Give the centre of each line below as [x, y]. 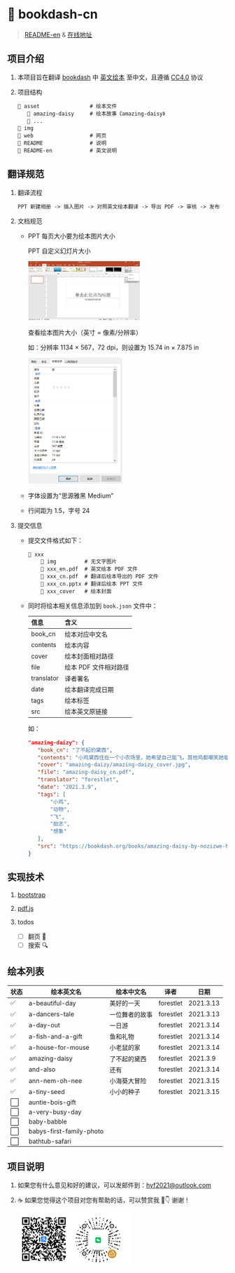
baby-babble [48, 1121]
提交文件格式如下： [56, 540]
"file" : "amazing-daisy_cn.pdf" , [86, 772]
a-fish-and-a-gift [56, 1036]
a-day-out [45, 1025]
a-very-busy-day [55, 1112]
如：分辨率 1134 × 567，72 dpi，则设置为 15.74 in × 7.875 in [113, 347]
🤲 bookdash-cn [52, 14]
